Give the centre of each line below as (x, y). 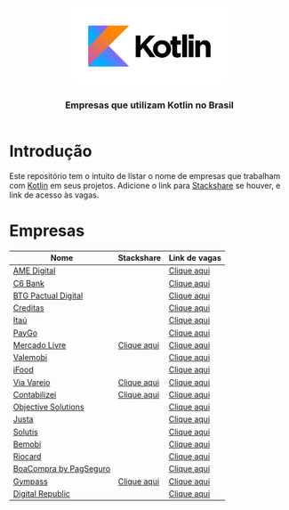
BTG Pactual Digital (48, 295)
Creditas (28, 308)
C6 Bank (29, 283)
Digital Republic (42, 493)
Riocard (27, 457)
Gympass (30, 481)
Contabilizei (35, 394)
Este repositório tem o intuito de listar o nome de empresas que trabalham (145, 175)
